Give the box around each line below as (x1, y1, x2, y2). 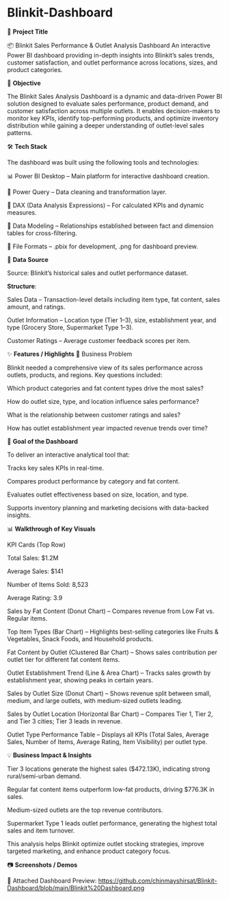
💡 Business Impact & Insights (7, 751, 92, 759)
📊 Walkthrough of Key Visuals (7, 525, 96, 533)
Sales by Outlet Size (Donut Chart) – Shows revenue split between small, (7, 689, 211, 697)
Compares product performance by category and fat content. (7, 477, 180, 485)
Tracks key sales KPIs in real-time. (7, 464, 105, 472)
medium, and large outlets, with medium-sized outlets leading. (7, 696, 183, 704)
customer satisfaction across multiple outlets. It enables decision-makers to (7, 106, 221, 115)
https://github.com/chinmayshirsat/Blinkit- (98, 876, 217, 885)
